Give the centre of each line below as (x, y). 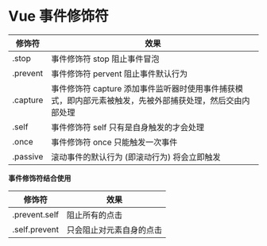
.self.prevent (36, 229)
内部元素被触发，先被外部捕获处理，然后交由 (159, 100)
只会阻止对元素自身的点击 (114, 229)
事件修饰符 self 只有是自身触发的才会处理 (128, 127)
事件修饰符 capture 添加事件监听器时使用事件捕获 (143, 88)
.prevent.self (36, 214)
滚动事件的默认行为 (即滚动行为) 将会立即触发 (136, 157)
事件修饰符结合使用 (40, 178)
